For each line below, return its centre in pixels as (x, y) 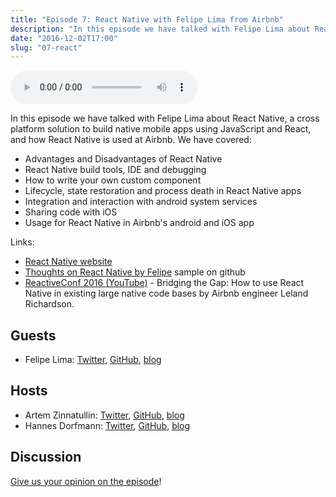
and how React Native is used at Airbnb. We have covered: (131, 140)
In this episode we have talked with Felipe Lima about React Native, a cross (165, 118)
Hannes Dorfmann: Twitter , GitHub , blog (107, 425)
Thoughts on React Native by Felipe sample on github (135, 272)
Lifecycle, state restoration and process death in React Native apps (163, 191)
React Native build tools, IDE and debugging (115, 170)
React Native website (68, 262)
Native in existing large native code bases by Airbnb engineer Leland (166, 293)
